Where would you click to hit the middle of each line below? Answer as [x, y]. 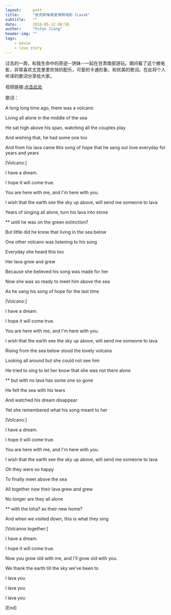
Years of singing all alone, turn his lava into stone [57, 212]
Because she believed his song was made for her [57, 272]
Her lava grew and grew [30, 261]
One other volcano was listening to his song [51, 242]
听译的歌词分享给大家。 [30, 76]
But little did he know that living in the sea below [56, 232]
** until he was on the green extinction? [47, 222]
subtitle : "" [21, 19]
